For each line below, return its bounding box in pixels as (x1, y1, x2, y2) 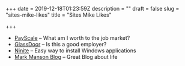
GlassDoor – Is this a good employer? (14, 41, 107, 48)
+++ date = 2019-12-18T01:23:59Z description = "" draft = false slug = (5, 5, 180, 12)
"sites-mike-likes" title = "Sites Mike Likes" (5, 11, 112, 18)
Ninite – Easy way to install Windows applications (14, 47, 136, 54)
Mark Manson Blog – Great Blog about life (14, 54, 118, 60)
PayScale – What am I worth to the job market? (14, 34, 130, 41)
